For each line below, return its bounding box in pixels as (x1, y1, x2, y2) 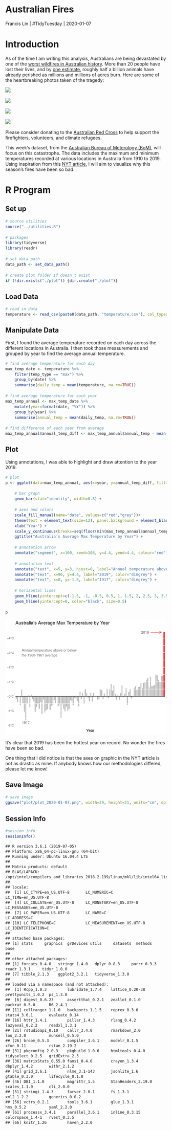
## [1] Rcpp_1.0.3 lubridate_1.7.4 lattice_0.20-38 (5, 987, 145, 992)
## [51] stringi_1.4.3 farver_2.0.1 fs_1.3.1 (5, 1089, 130, 1094)
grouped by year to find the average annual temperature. (5, 350, 125, 357)
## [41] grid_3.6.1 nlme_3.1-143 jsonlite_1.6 (5, 1069, 139, 1074)
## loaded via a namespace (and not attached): (5, 982, 109, 987)
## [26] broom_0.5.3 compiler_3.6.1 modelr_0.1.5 (5, 1038, 139, 1043)
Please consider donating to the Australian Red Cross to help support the (5, 129, 160, 135)
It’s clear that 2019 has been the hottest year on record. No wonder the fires (5, 739, 165, 745)
